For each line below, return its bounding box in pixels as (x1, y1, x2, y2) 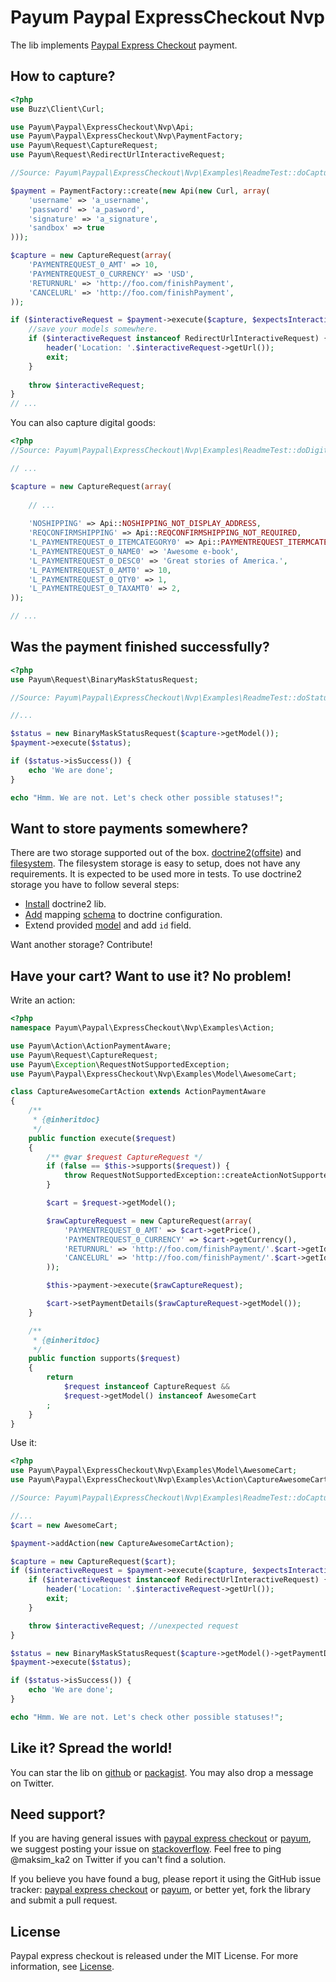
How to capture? (10, 68, 116, 85)
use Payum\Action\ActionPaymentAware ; (10, 1041, 172, 1051)
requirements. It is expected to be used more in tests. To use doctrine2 (10, 868, 303, 880)
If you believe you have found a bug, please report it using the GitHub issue (10, 1873, 322, 1885)
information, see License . (10, 1961, 115, 1973)
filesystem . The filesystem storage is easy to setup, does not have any (10, 857, 301, 870)
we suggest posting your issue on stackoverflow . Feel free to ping (10, 1843, 282, 1855)
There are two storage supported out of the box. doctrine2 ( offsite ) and (10, 847, 302, 859)
